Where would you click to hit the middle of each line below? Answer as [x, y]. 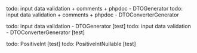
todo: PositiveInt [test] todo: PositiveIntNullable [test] [71, 44]
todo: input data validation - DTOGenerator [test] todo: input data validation [98, 26]
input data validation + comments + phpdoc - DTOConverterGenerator [93, 15]
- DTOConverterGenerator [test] [46, 32]
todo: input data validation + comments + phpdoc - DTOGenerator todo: [95, 9]
